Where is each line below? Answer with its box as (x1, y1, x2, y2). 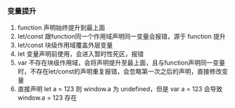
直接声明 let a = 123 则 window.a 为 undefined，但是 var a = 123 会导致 (17, 85, 223, 93)
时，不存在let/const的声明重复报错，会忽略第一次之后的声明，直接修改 (17, 67, 222, 76)
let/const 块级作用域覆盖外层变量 (17, 41, 113, 50)
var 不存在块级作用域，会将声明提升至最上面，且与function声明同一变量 (17, 58, 226, 67)
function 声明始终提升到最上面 (17, 23, 106, 32)
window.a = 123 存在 (17, 93, 77, 102)
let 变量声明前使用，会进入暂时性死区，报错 (17, 50, 144, 58)
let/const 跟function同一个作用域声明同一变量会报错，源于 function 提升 (17, 32, 227, 41)
